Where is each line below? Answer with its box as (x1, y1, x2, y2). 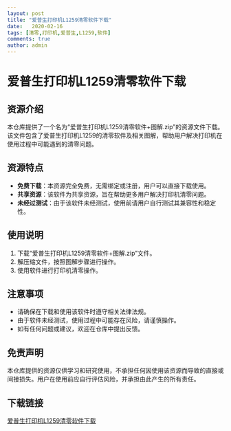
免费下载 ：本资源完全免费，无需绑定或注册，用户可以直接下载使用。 (16, 181, 210, 190)
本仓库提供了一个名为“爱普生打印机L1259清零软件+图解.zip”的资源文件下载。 (7, 123, 224, 131)
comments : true (7, 36, 51, 43)
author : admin (7, 42, 48, 49)
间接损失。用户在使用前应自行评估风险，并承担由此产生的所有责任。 (7, 375, 200, 384)
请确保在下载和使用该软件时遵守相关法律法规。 (16, 307, 150, 316)
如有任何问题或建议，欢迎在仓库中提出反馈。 (16, 324, 144, 333)
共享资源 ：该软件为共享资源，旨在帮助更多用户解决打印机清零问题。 (16, 190, 210, 198)
